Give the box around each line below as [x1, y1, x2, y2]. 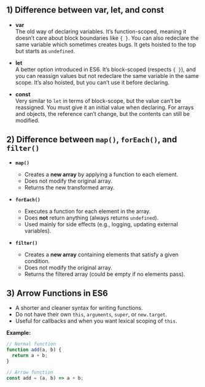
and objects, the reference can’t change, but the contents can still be [15, 110, 190, 117]
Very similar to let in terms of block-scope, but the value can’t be [15, 97, 182, 104]
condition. [24, 257, 50, 264]
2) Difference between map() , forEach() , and [6, 134, 177, 145]
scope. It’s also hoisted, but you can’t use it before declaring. [15, 79, 170, 86]
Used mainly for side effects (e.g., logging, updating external [24, 220, 178, 228]
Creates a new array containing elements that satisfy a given [24, 251, 179, 258]
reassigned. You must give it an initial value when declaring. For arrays [15, 104, 195, 111]
